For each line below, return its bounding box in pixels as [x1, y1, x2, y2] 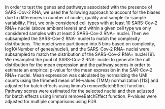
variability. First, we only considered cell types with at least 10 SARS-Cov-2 [5, 20, 158, 26]
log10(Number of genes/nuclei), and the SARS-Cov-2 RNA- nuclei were [5, 46, 150, 52]
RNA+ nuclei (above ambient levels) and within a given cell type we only [5, 25, 151, 31]
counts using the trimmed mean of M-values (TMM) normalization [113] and [5, 77, 159, 83]
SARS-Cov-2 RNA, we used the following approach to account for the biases [5, 9, 161, 15]
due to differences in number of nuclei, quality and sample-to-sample [5, 15, 146, 20]
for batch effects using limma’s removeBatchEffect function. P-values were [5, 93, 157, 99]
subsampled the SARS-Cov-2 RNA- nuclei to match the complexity [5, 36, 140, 41]
